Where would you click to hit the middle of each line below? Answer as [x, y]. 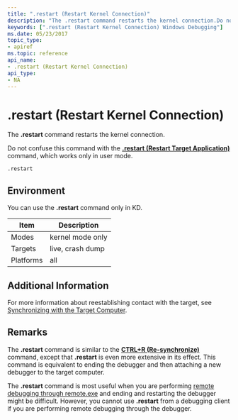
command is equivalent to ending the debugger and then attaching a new [114, 364]
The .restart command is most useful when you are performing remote [111, 386]
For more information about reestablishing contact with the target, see [110, 302]
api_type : [22, 73]
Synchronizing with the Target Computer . [67, 310]
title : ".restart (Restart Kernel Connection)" [79, 14]
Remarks [28, 332]
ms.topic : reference [38, 54]
